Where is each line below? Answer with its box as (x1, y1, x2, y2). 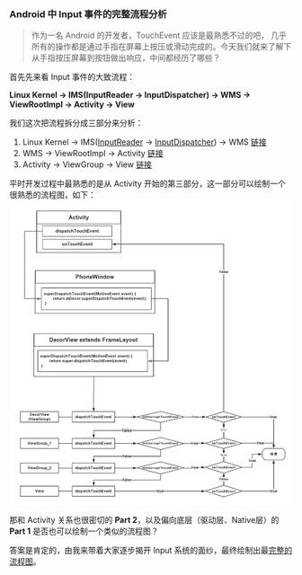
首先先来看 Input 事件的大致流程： (9, 72, 136, 83)
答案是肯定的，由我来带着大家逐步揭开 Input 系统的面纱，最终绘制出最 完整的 (9, 545, 293, 556)
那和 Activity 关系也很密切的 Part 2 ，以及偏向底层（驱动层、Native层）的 (9, 515, 280, 526)
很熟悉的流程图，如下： (9, 190, 96, 200)
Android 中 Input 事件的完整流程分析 (9, 7, 168, 20)
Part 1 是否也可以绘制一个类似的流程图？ (9, 526, 159, 536)
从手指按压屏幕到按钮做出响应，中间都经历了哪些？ (31, 52, 221, 64)
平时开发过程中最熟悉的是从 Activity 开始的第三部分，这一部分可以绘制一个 (9, 178, 286, 190)
